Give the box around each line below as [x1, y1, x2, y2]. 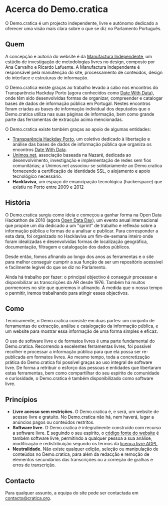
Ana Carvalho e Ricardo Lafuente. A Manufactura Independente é [5, 64, 140, 70]
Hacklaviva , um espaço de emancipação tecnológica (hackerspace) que [12, 178, 162, 184]
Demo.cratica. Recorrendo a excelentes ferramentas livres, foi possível [5, 343, 151, 349]
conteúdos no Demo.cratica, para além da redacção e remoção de [12, 451, 149, 457]
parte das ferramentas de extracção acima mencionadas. [5, 116, 123, 122]
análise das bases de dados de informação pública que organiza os [12, 141, 152, 147]
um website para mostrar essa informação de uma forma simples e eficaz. [5, 328, 158, 334]
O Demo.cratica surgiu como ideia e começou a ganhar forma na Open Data [5, 212, 162, 218]
